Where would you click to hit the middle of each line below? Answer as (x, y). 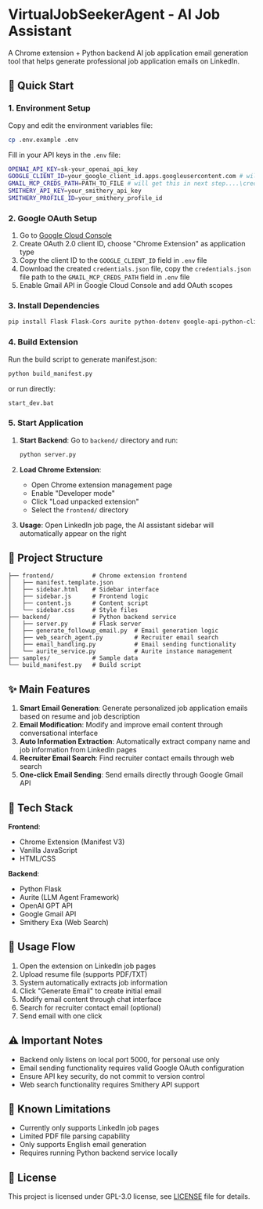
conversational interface (59, 733)
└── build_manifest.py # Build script (75, 665)
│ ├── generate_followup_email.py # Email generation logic (113, 631)
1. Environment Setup (50, 108)
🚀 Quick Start (41, 86)
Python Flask (40, 889)
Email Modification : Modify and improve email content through (121, 725)
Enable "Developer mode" (73, 493)
